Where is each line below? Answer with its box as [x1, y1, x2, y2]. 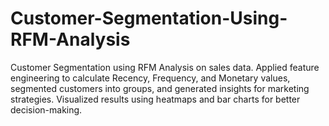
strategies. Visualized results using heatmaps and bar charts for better [10, 93, 301, 105]
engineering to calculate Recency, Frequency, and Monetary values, [10, 72, 291, 84]
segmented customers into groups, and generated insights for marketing [10, 82, 310, 94]
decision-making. [10, 103, 83, 116]
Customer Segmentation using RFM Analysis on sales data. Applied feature [10, 61, 320, 73]
